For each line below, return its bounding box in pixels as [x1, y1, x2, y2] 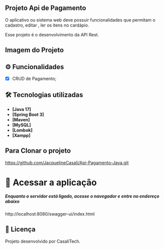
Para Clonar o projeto [5, 147, 71, 155]
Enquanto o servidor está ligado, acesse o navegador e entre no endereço [5, 194, 160, 199]
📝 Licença [5, 225, 36, 234]
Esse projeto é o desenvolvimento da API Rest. [5, 31, 99, 37]
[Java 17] [12, 106, 31, 112]
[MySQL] [12, 122, 31, 128]
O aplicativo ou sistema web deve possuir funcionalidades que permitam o [5, 17, 156, 23]
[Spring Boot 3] [12, 111, 44, 117]
